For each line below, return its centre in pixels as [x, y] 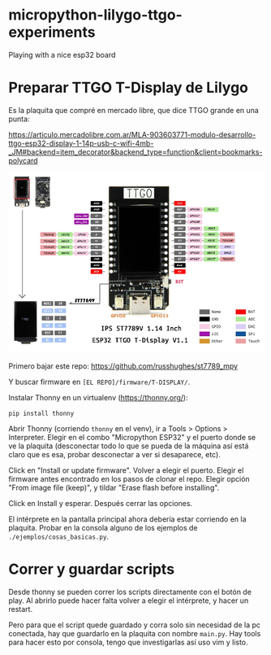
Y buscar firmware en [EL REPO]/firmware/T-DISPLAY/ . [99, 382]
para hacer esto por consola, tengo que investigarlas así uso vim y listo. [129, 642]
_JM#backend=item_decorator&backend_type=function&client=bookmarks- [135, 151]
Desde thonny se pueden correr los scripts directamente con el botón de [130, 592]
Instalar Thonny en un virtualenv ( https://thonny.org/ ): [98, 398]
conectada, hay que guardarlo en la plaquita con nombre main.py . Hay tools [135, 634]
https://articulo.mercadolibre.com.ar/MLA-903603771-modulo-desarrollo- [132, 134]
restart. [21, 609]
